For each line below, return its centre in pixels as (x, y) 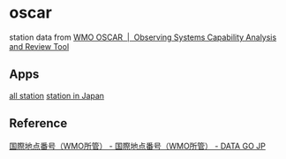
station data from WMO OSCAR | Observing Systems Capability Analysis (143, 37)
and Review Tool (39, 46)
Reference (38, 123)
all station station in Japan (56, 95)
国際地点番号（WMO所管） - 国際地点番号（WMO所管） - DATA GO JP (138, 146)
